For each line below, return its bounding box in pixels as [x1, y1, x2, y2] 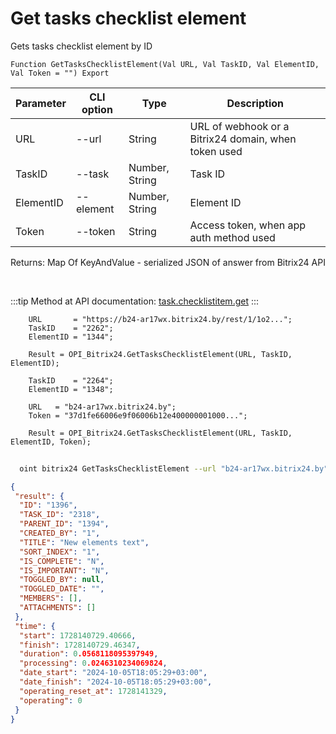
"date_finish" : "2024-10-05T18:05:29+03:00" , [19, 677, 213, 687]
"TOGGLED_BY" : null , [19, 575, 105, 585]
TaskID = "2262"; [28, 323, 114, 333]
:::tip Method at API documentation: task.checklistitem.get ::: [10, 295, 260, 307]
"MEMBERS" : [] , [19, 593, 83, 604]
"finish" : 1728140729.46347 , [19, 640, 141, 650]
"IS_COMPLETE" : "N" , [19, 556, 105, 566]
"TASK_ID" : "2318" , [19, 510, 101, 520]
